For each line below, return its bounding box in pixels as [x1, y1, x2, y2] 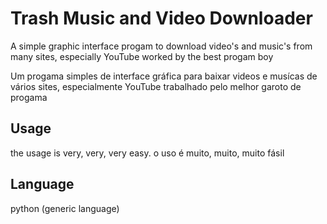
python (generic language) [10, 202, 120, 214]
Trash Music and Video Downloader [10, 7, 313, 30]
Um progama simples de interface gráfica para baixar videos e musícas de [10, 70, 318, 82]
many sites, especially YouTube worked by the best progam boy [10, 50, 274, 62]
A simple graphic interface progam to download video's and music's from [10, 40, 313, 52]
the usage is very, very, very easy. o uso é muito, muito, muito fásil [10, 147, 285, 159]
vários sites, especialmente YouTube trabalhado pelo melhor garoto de [10, 80, 302, 92]
